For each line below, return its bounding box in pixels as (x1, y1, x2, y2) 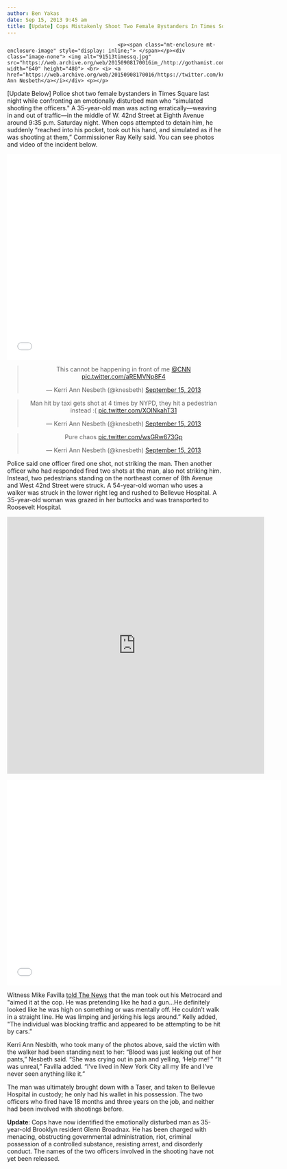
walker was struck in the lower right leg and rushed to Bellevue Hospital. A (7, 489, 217, 497)
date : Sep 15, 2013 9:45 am (7, 16, 88, 23)
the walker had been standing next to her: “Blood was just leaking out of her (7, 1048, 222, 1056)
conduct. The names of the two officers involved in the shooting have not (7, 1147, 214, 1155)
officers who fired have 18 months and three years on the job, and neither (7, 1098, 214, 1106)
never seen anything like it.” (7, 1070, 86, 1078)
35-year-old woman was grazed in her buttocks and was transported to (7, 496, 209, 504)
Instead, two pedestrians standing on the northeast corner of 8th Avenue (7, 474, 213, 482)
